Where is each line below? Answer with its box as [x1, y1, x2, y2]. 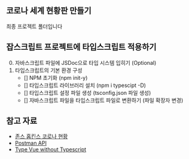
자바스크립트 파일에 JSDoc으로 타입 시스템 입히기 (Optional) [14, 59, 157, 66]
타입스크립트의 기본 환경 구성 [14, 67, 83, 74]
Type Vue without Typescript [14, 146, 87, 153]
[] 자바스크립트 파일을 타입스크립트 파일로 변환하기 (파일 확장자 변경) [23, 97, 184, 104]
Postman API [14, 140, 47, 147]
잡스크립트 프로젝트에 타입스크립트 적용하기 [6, 42, 157, 52]
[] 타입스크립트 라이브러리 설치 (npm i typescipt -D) [23, 82, 147, 89]
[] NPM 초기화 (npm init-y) [23, 74, 88, 81]
